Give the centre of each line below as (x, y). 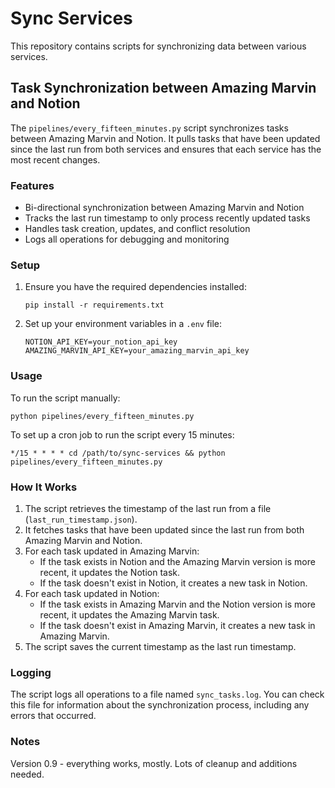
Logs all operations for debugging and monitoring (127, 239)
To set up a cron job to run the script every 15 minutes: (122, 434)
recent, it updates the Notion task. (109, 572)
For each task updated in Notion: (92, 593)
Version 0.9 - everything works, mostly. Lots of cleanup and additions (154, 763)
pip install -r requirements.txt (94, 305)
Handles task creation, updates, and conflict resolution (137, 229)
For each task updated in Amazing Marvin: (112, 551)
